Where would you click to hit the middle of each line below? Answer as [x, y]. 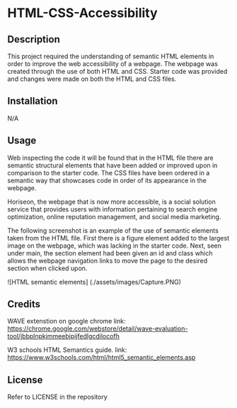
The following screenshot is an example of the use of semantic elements [113, 230]
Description [34, 39]
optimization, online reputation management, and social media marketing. [114, 216]
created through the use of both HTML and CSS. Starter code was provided [117, 71]
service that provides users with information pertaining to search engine [112, 209]
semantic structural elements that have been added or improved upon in [112, 165]
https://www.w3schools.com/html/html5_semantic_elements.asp [102, 358]
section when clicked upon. [47, 268]
